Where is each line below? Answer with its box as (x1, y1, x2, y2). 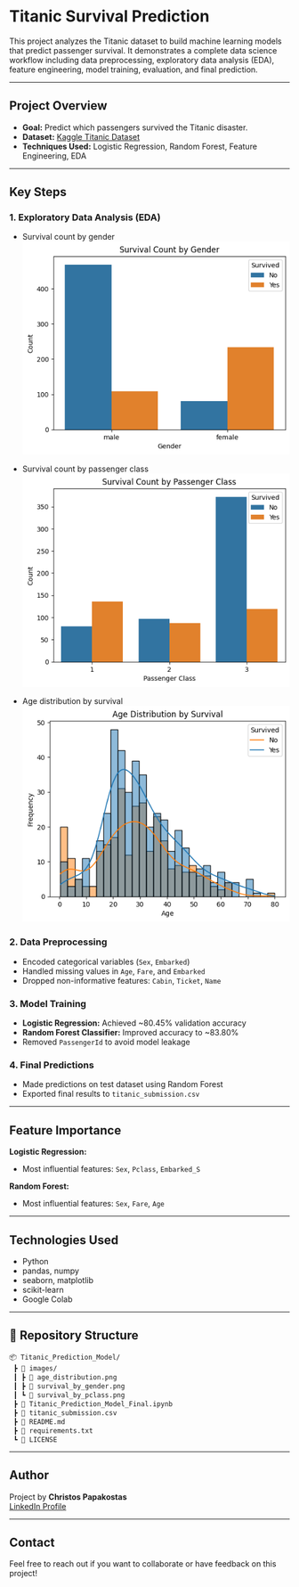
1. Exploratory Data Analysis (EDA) (9, 211, 161, 224)
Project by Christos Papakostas (9, 1491, 127, 1502)
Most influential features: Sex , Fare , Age (21, 1198, 165, 1209)
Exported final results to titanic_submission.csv (21, 1089, 200, 1100)
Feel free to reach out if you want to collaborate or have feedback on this (9, 1558, 277, 1569)
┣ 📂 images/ (12, 1363, 58, 1373)
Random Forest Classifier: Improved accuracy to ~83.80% (21, 1027, 239, 1038)
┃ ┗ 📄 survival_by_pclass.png (12, 1390, 125, 1400)
